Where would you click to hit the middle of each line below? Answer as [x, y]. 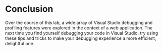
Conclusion [29, 9]
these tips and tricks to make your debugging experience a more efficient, [81, 38]
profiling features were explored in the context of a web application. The [79, 27]
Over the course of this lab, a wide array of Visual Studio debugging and [79, 23]
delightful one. [20, 43]
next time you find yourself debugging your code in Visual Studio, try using [81, 33]
